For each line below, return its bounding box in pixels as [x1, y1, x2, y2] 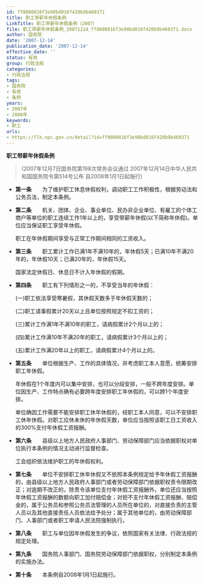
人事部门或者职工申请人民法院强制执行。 [26, 516, 128, 524]
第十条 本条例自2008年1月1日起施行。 [15, 571, 119, 578]
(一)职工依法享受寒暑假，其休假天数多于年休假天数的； [15, 294, 154, 301]
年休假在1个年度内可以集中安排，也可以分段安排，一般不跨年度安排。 [15, 380, 189, 387]
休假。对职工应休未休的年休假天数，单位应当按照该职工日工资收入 [31, 416, 197, 423]
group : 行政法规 [6, 60, 44, 66]
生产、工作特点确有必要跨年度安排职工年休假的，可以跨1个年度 [26, 387, 184, 395]
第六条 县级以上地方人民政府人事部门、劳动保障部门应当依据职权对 [15, 436, 192, 444]
